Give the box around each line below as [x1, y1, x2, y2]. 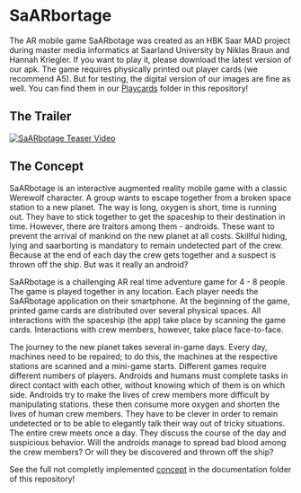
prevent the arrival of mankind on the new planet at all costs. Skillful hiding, [9, 230, 288, 241]
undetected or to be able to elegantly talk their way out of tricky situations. [9, 418, 286, 428]
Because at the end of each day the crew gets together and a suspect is [9, 249, 277, 260]
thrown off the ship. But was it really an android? [9, 259, 189, 269]
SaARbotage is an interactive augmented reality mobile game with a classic [9, 182, 288, 193]
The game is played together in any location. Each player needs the [9, 286, 259, 296]
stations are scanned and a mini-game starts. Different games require [9, 360, 267, 371]
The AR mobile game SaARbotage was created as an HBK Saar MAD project [9, 35, 291, 46]
